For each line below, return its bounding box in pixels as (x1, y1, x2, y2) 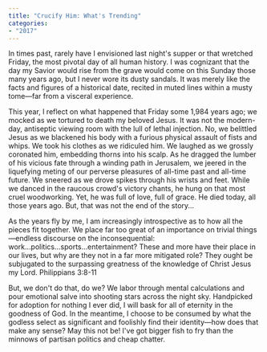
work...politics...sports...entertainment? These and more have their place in (8, 242, 257, 252)
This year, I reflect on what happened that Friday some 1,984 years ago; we (8, 107, 258, 117)
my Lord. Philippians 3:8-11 (8, 268, 98, 277)
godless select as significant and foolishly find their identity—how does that (8, 317, 259, 327)
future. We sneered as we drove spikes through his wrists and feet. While (8, 175, 250, 185)
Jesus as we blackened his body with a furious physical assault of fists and (8, 133, 257, 142)
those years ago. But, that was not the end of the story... (8, 201, 195, 211)
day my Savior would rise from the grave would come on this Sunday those (8, 66, 257, 76)
